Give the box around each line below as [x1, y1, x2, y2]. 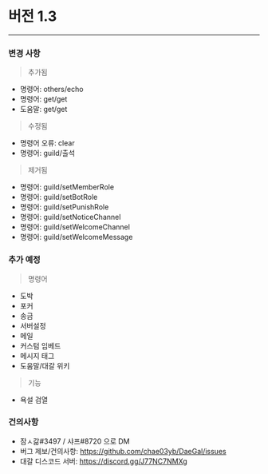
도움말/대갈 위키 [19, 360, 70, 370]
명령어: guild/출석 [19, 149, 76, 158]
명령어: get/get [19, 94, 68, 104]
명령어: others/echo [19, 85, 84, 94]
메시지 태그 [19, 351, 55, 360]
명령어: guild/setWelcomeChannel [19, 222, 130, 232]
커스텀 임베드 [19, 341, 61, 350]
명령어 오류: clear [19, 138, 75, 148]
